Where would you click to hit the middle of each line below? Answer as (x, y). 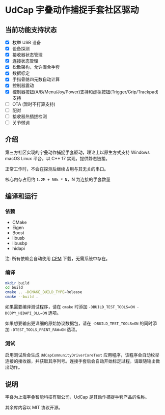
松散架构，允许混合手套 (36, 67)
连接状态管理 (25, 61)
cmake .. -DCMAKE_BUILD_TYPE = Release (44, 292)
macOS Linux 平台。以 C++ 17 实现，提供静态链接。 (58, 158)
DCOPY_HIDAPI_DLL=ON (26, 313)
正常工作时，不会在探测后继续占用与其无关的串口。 (57, 169)
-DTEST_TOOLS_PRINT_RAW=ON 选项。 (45, 330)
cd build (14, 288)
